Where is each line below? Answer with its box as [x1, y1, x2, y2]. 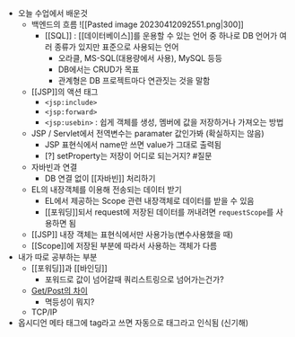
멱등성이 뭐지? [44, 297, 95, 307]
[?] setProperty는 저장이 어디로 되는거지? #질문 [44, 151, 213, 161]
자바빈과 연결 [30, 162, 78, 173]
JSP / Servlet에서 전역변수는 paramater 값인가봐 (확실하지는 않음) [30, 129, 265, 138]
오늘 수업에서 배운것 [17, 8, 88, 18]
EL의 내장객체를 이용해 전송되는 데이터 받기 [30, 184, 182, 195]
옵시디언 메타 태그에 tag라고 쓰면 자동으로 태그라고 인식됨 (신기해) [17, 317, 249, 328]
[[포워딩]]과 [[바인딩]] [30, 263, 108, 273]
